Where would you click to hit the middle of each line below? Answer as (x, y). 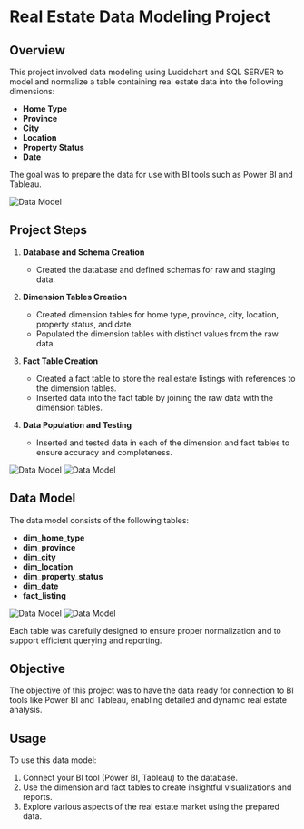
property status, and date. (85, 324)
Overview (38, 50)
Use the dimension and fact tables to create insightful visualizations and (157, 787)
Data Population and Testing (77, 424)
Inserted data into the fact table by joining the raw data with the (155, 397)
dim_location (48, 566)
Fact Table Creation (60, 361)
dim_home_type (54, 538)
